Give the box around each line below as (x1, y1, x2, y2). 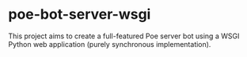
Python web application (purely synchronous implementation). (8, 39, 211, 48)
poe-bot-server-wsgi (8, 5, 151, 23)
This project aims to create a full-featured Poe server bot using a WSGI (8, 31, 240, 41)
